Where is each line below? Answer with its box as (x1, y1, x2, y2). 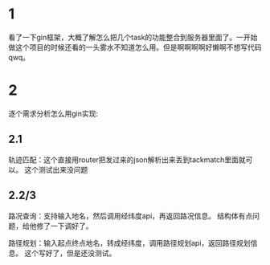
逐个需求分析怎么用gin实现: (8, 108, 99, 118)
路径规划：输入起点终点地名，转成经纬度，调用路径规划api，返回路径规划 (8, 238, 251, 247)
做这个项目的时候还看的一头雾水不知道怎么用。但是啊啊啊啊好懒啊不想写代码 (8, 42, 262, 52)
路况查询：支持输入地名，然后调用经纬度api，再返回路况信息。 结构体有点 (8, 210, 253, 221)
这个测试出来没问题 (23, 165, 88, 174)
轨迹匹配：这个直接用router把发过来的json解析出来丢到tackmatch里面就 (8, 154, 247, 165)
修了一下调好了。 (35, 221, 93, 230)
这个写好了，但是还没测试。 (23, 248, 117, 258)
